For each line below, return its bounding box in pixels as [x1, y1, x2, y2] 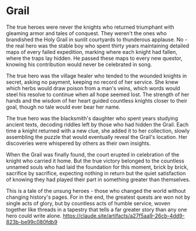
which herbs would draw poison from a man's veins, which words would [6, 84, 180, 91]
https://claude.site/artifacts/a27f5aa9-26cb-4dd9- [63, 212, 185, 219]
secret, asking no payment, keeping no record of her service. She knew [6, 78, 178, 86]
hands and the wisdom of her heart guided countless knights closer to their [6, 97, 188, 104]
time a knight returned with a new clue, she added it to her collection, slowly [6, 127, 190, 134]
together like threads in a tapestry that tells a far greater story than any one [6, 206, 187, 213]
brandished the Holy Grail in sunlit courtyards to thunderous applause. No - [6, 36, 188, 43]
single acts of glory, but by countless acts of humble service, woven [6, 199, 171, 206]
